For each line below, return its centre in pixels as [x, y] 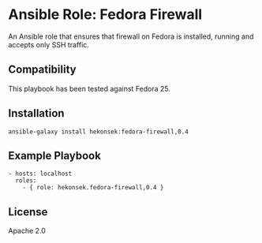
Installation [36, 113]
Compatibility [42, 70]
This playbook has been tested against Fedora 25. [90, 88]
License [28, 212]
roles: [26, 181]
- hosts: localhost [40, 174]
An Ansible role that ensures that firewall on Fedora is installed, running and [131, 36]
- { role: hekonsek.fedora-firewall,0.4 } [93, 188]
